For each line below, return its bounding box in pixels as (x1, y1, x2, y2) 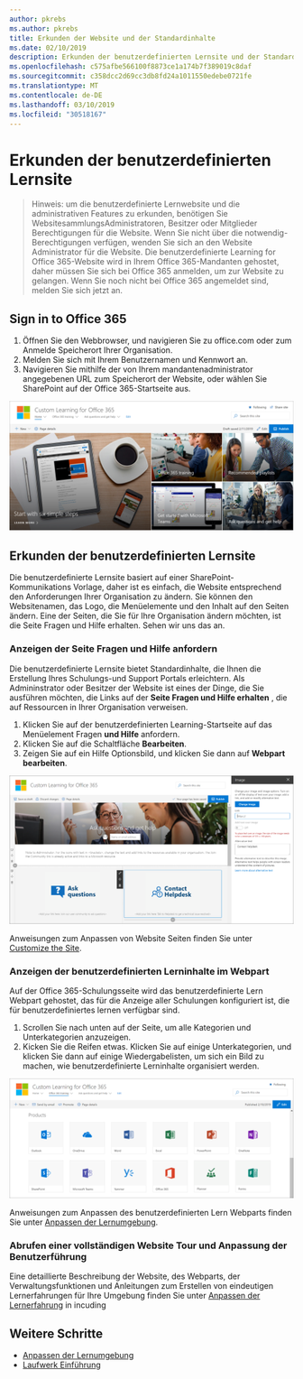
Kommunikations (9, 582, 72, 593)
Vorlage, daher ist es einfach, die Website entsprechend (73, 582, 282, 593)
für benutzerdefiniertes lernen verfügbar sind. (9, 1004, 180, 1015)
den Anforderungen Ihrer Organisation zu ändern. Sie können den (9, 591, 253, 602)
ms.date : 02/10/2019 (9, 43, 87, 52)
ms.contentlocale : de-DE (9, 90, 103, 99)
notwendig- (244, 227, 289, 238)
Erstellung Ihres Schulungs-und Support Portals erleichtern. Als (9, 672, 245, 683)
